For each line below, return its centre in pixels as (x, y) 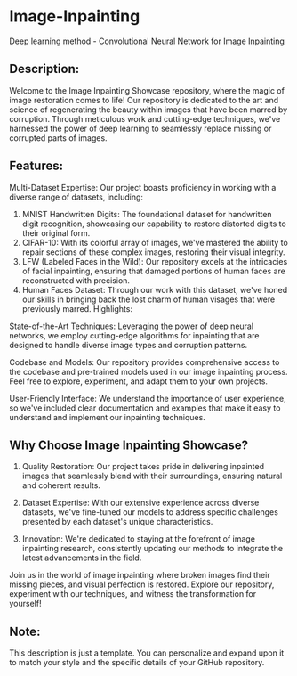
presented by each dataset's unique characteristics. (117, 522)
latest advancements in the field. (82, 558)
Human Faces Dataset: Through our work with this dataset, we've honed (155, 289)
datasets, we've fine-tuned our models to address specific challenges (150, 512)
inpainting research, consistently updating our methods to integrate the (152, 549)
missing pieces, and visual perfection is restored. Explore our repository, (142, 584)
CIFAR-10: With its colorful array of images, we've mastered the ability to (155, 242)
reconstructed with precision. (76, 280)
